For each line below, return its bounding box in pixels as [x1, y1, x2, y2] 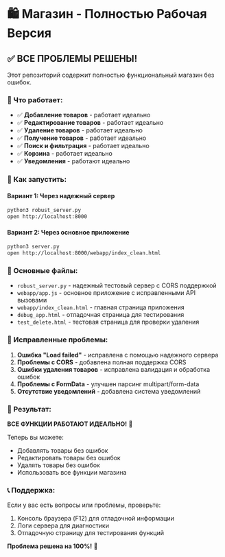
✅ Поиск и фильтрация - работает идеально [16, 142, 150, 150]
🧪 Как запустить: [7, 175, 67, 185]
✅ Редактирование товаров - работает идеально [16, 119, 164, 127]
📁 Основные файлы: [7, 266, 78, 276]
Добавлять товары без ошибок [16, 447, 108, 455]
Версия [7, 25, 51, 41]
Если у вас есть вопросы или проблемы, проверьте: [7, 501, 161, 509]
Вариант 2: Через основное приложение [7, 228, 130, 236]
